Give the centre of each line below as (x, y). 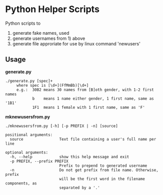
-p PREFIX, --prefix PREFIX (39, 161)
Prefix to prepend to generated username (103, 166)
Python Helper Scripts (52, 9)
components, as (21, 183)
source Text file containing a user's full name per (83, 139)
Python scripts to (23, 23)
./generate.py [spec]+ (29, 81)
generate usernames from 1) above (49, 38)
